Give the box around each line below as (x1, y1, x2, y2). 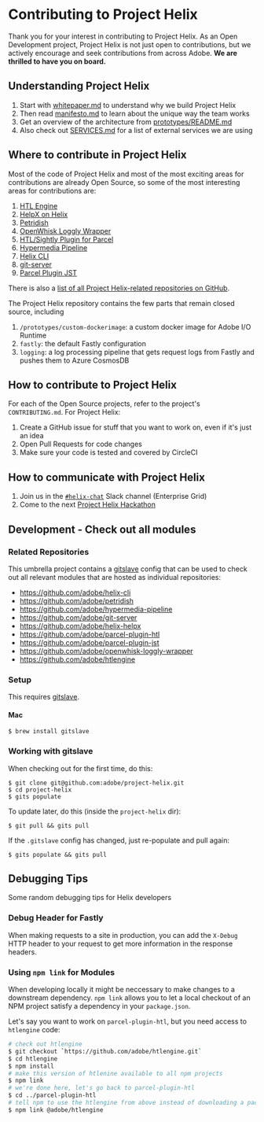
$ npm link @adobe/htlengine (8, 1105, 104, 1114)
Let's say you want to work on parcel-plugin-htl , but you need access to (8, 1017, 247, 1026)
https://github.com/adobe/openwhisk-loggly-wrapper (19, 646, 194, 655)
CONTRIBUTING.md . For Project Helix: (8, 408, 121, 417)
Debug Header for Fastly (8, 913, 104, 924)
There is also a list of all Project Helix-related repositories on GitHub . (8, 283, 230, 293)
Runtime (19, 330, 47, 340)
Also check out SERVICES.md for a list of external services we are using (19, 125, 253, 135)
